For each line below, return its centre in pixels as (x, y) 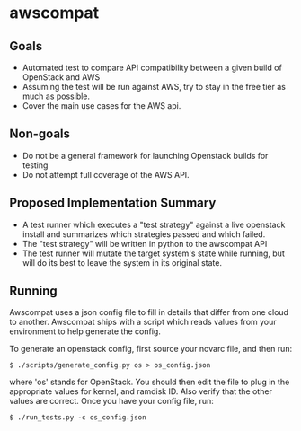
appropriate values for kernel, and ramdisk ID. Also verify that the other (141, 391)
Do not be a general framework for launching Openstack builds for (145, 155)
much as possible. (56, 96)
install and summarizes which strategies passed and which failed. (144, 234)
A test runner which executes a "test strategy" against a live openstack (154, 224)
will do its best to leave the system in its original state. (122, 262)
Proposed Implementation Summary (113, 203)
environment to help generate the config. (85, 331)
